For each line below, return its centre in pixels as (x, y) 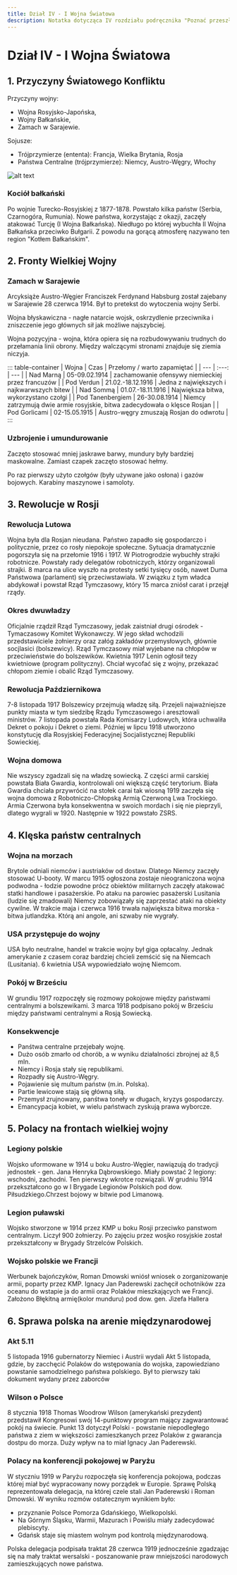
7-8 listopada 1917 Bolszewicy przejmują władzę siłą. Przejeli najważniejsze (117, 705)
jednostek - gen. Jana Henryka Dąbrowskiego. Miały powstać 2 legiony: (112, 1172)
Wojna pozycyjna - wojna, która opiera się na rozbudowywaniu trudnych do (117, 339)
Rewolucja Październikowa (54, 689)
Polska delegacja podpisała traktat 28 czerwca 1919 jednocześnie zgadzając (118, 1548)
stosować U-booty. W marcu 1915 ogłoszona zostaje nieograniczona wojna (116, 878)
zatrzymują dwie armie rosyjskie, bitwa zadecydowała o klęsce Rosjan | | (113, 405)
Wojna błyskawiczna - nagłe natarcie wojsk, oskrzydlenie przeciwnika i (110, 317)
